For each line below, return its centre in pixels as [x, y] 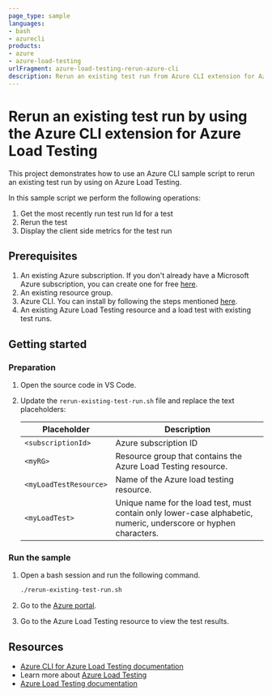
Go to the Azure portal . [58, 606]
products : [25, 46]
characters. [137, 534]
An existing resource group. [66, 293]
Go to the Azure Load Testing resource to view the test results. [124, 621]
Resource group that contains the [179, 457]
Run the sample [40, 557]
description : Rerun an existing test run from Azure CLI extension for [132, 76]
